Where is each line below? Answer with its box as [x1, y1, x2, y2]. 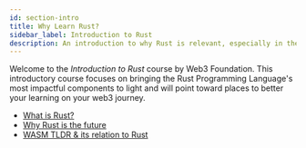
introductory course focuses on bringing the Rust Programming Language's [9, 74, 293, 84]
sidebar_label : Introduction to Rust [9, 30, 153, 39]
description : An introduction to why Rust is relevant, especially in [9, 38, 283, 48]
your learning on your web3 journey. [9, 93, 146, 104]
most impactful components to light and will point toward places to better [9, 83, 284, 94]
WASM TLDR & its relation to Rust [22, 129, 148, 141]
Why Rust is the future [22, 120, 107, 131]
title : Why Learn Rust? [9, 22, 100, 31]
